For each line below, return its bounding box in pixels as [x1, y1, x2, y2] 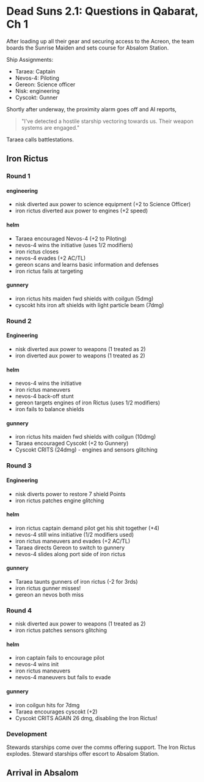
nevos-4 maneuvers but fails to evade [15, 674, 111, 681]
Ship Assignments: [6, 56, 54, 63]
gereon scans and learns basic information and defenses [15, 261, 159, 268]
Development [6, 729, 48, 738]
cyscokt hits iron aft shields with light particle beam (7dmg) [15, 301, 164, 308]
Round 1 [6, 172, 31, 181]
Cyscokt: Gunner [15, 94, 58, 101]
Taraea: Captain [15, 67, 56, 75]
